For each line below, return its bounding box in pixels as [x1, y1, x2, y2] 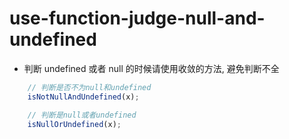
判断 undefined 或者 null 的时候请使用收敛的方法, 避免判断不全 [23, 62, 280, 74]
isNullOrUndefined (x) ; [27, 119, 122, 129]
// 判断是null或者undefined [27, 110, 137, 120]
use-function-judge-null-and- [9, 7, 266, 30]
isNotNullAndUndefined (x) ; [27, 92, 140, 102]
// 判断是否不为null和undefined [27, 82, 152, 92]
